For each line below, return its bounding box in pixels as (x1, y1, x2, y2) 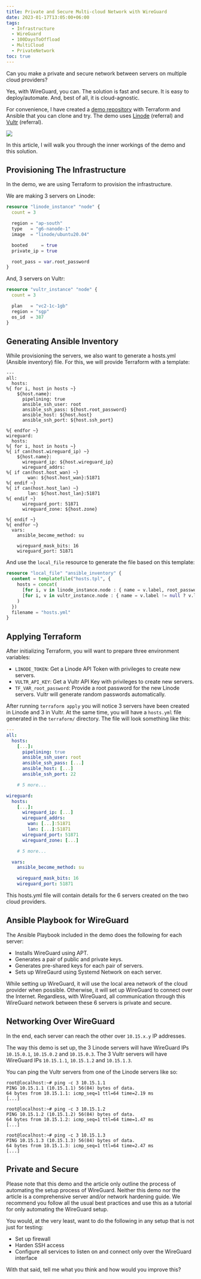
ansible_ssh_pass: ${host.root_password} (22, 407, 127, 413)
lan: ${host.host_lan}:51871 (28, 490, 100, 497)
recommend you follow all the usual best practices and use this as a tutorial (6, 1199, 192, 1207)
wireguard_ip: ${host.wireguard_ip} (22, 459, 114, 465)
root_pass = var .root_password (11, 259, 90, 265)
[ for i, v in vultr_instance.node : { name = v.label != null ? (22, 592, 186, 599)
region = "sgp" (11, 308, 50, 314)
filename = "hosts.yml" (11, 609, 71, 616)
